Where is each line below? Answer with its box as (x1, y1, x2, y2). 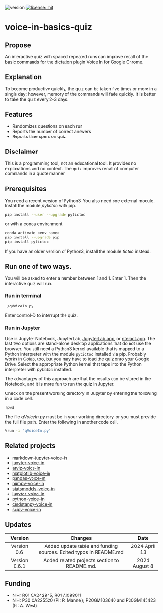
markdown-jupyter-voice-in (12, 455, 68, 460)
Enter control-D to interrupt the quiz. (5, 312, 78, 318)
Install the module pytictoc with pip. (5, 203, 77, 209)
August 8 (132, 563, 154, 570)
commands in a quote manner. (5, 170, 66, 177)
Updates (5, 520, 32, 528)
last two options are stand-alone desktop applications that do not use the (5, 341, 151, 347)
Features (5, 110, 33, 119)
